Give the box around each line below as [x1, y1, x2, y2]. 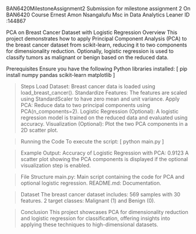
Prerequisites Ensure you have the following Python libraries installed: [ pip [6, 65, 188, 72]
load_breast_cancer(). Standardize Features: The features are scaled [20, 89, 187, 96]
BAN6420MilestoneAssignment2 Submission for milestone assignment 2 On [6, 5, 191, 12]
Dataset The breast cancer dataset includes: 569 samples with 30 [20, 191, 181, 198]
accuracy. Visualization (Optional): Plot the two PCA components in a [20, 121, 188, 127]
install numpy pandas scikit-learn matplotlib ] [6, 72, 115, 78]
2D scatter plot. [20, 126, 59, 133]
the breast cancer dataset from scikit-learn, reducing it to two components [6, 41, 187, 48]
